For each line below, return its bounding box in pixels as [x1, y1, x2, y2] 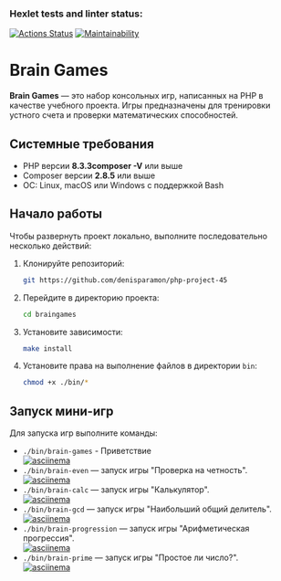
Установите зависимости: [22, 326, 123, 337]
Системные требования [9, 136, 155, 152]
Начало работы [9, 206, 103, 222]
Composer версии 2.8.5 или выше [22, 170, 156, 181]
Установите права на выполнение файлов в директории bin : [22, 360, 258, 372]
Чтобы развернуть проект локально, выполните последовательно [9, 230, 267, 241]
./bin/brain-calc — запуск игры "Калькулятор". [22, 484, 210, 495]
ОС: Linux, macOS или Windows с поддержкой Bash [22, 180, 224, 191]
